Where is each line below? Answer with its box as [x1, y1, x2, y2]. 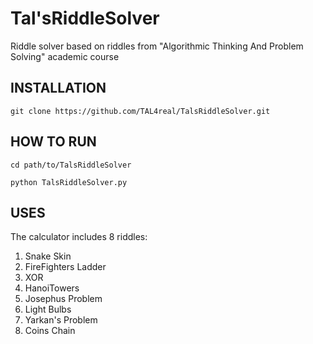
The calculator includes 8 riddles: [10, 231, 148, 243]
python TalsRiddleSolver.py [10, 177, 128, 187]
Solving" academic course [10, 50, 120, 62]
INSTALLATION [10, 80, 107, 97]
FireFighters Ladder [24, 261, 107, 273]
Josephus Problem [24, 293, 103, 305]
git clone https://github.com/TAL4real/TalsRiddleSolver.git [10, 106, 271, 116]
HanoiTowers [24, 282, 80, 294]
